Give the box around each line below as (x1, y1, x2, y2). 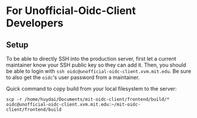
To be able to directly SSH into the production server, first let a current (6, 55, 176, 62)
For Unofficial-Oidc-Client (6, 4, 136, 18)
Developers (6, 16, 64, 30)
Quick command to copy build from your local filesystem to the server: (6, 85, 177, 92)
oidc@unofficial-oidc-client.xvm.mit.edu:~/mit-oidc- (6, 102, 141, 107)
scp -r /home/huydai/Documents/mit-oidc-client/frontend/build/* (6, 96, 169, 102)
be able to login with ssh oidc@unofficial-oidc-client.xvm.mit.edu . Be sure (6, 68, 191, 74)
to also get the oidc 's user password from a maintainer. (6, 74, 140, 81)
